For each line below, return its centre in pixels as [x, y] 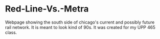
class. [11, 32]
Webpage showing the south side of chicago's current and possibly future [80, 22]
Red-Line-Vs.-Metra [47, 9]
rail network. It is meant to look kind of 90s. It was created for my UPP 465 [80, 27]
